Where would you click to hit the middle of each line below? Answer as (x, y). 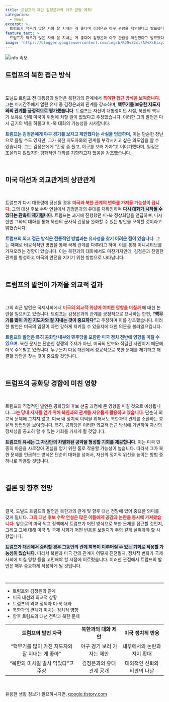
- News (17, 19)
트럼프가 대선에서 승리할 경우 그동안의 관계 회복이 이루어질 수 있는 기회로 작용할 (82, 547)
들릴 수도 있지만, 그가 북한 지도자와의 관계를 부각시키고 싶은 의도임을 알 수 (87, 140)
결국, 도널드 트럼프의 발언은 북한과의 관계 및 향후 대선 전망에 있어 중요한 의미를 (82, 511)
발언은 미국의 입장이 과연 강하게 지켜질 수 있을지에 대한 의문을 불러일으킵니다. (86, 327)
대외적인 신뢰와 (142, 663)
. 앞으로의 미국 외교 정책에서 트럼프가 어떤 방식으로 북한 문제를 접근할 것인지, (88, 523)
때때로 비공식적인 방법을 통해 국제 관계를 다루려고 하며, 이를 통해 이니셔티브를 (86, 245)
